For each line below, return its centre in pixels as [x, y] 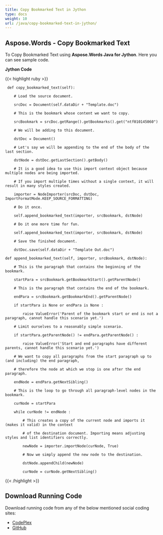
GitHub [19, 528]
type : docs [16, 14]
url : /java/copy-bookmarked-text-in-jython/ [51, 23]
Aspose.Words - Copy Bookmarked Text [68, 43]
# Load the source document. [43, 96]
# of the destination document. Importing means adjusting [84, 434]
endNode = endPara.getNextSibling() [51, 382]
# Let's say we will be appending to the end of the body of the [82, 148]
